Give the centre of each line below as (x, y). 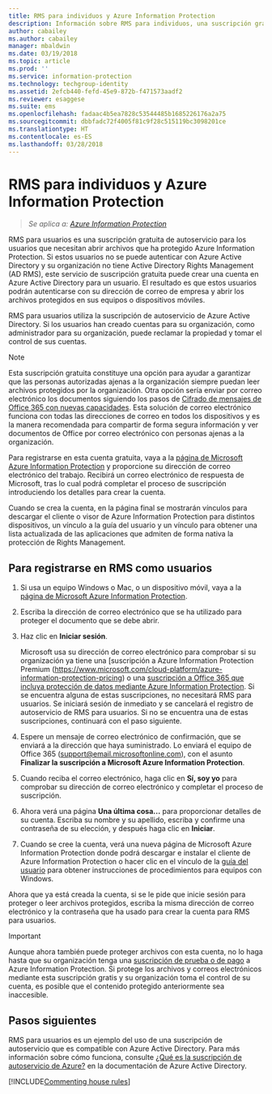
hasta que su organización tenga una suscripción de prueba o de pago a (130, 960)
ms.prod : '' (28, 69)
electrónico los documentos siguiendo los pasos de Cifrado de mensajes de (135, 399)
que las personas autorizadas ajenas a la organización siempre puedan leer (134, 381)
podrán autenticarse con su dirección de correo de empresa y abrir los (126, 291)
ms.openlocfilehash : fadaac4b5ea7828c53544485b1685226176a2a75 (117, 114)
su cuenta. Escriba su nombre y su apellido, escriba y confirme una (132, 820)
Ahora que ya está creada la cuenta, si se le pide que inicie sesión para (127, 894)
